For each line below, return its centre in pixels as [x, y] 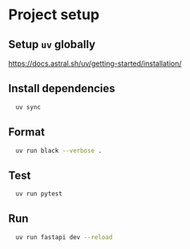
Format [27, 133]
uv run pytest [39, 194]
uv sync [28, 107]
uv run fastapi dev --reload [64, 237]
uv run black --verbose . [59, 151]
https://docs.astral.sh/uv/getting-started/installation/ [95, 63]
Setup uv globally [52, 44]
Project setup [54, 15]
